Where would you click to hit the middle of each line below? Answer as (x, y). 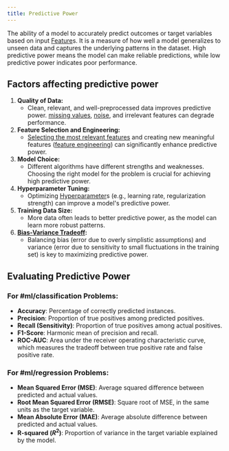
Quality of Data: (40, 101)
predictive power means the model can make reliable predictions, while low (114, 55)
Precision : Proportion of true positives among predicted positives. (111, 319)
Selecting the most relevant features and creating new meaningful (121, 137)
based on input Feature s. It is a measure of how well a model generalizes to (114, 40)
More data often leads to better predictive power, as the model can (122, 218)
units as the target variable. (56, 410)
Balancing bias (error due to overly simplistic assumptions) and (117, 240)
